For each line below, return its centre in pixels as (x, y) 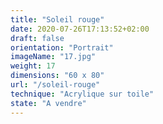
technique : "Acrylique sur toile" (82, 94)
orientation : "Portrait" (62, 47)
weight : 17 (33, 66)
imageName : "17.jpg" (53, 57)
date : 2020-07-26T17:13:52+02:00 (80, 29)
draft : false (37, 38)
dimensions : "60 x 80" (57, 76)
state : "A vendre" (48, 103)
